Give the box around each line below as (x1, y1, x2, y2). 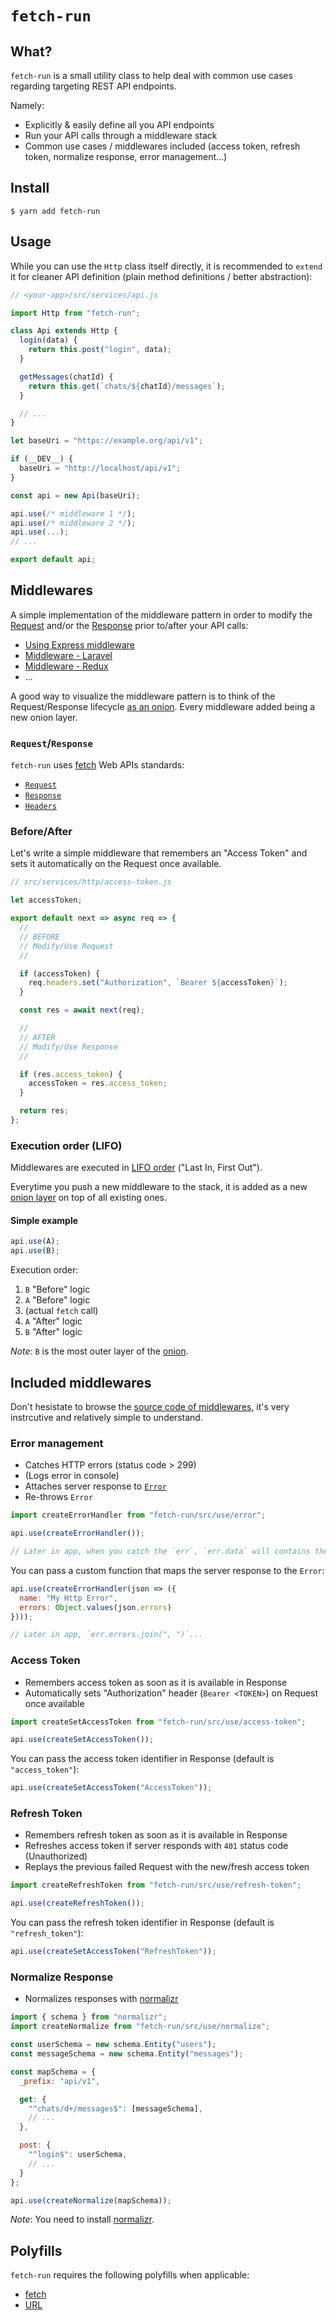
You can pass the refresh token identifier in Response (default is (10, 1917, 275, 1929)
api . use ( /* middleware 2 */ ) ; (10, 518, 137, 528)
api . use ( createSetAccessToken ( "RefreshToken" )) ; (10, 1947, 217, 1957)
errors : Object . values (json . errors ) (19, 1602, 172, 1612)
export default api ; (10, 555, 97, 565)
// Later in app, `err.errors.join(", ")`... (10, 1630, 203, 1640)
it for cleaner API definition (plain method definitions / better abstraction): (10, 270, 313, 282)
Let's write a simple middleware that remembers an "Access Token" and (10, 847, 308, 859)
